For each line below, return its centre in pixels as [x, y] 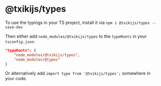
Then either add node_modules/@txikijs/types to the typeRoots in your [76, 36]
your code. [16, 79]
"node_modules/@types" [37, 60]
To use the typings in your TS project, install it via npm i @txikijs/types [78, 22]
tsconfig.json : [20, 41]
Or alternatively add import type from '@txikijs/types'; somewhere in [78, 73]
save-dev [14, 27]
